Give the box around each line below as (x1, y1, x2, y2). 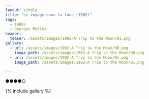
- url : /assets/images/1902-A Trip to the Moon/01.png (10, 55, 129, 60)
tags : (5, 17, 17, 22)
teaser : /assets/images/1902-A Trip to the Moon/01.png (10, 36, 131, 41)
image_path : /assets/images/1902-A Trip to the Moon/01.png (14, 60, 144, 65)
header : (5, 31, 22, 36)
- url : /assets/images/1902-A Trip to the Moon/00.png (10, 45, 129, 51)
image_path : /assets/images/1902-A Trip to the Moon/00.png (14, 50, 144, 55)
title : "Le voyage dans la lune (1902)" (5, 12, 93, 17)
